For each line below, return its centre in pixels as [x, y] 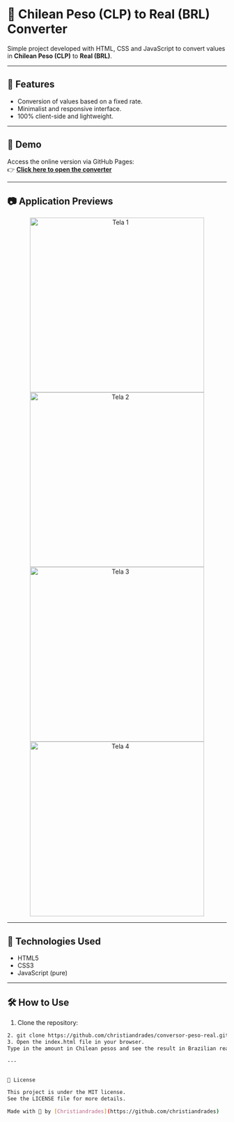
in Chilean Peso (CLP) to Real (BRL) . [60, 56]
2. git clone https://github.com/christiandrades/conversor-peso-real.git [118, 1035]
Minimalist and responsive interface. [69, 108]
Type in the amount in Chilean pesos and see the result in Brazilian [112, 1048]
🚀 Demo [24, 145]
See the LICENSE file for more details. [67, 1099]
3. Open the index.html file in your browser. [76, 1042]
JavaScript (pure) [42, 973]
